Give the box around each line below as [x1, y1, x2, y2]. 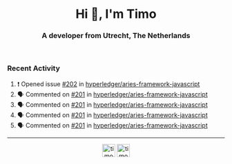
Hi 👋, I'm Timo [75, 6, 157, 22]
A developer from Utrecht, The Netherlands [41, 31, 191, 41]
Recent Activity [7, 63, 61, 73]
